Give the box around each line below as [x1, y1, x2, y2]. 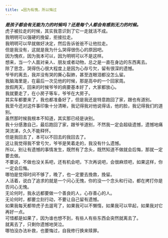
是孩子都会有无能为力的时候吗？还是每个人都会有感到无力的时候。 [5, 21, 141, 27]
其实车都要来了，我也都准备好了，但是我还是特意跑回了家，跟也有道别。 [5, 96, 154, 102]
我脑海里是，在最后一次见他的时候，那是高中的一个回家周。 [5, 78, 128, 84]
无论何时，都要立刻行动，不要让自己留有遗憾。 [5, 196, 101, 202]
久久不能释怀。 [22, 128, 53, 134]
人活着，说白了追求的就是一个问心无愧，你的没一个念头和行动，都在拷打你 [5, 178, 158, 184]
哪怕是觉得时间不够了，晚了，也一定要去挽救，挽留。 [5, 171, 115, 177]
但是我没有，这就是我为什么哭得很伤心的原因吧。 [5, 46, 106, 52]
